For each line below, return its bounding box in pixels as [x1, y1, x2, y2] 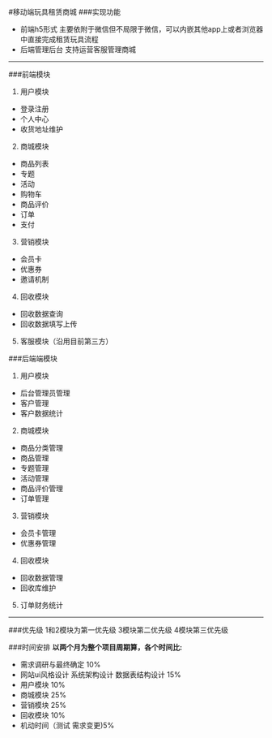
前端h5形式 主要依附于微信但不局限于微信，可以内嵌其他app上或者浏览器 [19, 24, 264, 34]
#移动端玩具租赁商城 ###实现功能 [8, 7, 121, 16]
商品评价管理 [19, 484, 63, 493]
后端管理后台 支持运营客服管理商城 [19, 45, 136, 54]
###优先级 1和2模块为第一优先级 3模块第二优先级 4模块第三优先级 [8, 625, 229, 635]
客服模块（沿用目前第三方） [19, 336, 113, 346]
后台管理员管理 [19, 388, 70, 398]
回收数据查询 [19, 309, 63, 318]
